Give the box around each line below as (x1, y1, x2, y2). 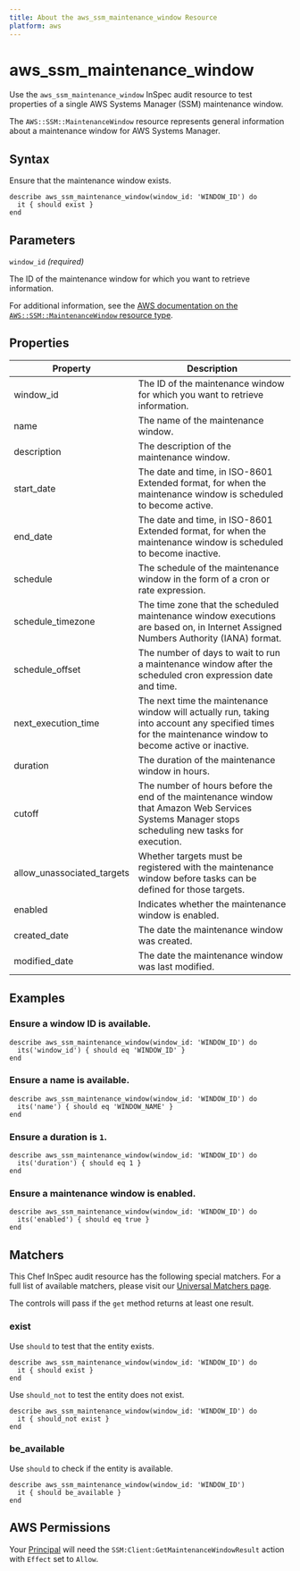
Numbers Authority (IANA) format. (137, 632, 282, 644)
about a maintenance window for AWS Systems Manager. (9, 126, 221, 137)
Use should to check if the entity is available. (9, 1463, 174, 1474)
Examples (9, 991, 65, 1006)
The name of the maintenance (137, 414, 264, 426)
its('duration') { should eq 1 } (17, 1159, 142, 1168)
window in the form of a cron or (137, 573, 271, 585)
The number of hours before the (137, 779, 273, 792)
